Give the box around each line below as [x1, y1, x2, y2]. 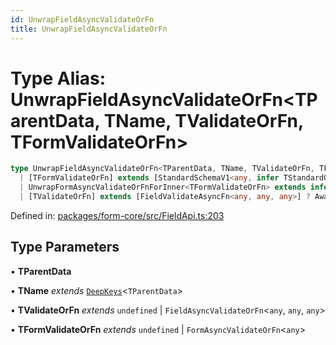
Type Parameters [10, 239, 120, 256]
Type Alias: [10, 67, 107, 90]
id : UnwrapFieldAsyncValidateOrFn [10, 14, 155, 25]
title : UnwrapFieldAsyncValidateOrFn [10, 24, 168, 34]
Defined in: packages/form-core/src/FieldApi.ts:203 [10, 209, 225, 221]
